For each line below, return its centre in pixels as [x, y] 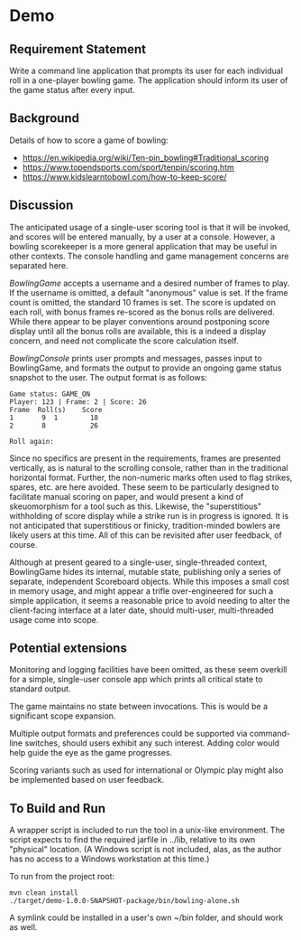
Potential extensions [68, 649]
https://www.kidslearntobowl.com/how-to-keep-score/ [124, 176]
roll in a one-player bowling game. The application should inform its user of [149, 80]
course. [23, 544]
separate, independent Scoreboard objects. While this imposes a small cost [150, 581]
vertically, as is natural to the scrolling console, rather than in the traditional [149, 467]
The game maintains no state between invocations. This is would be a [139, 707]
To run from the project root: [62, 877]
